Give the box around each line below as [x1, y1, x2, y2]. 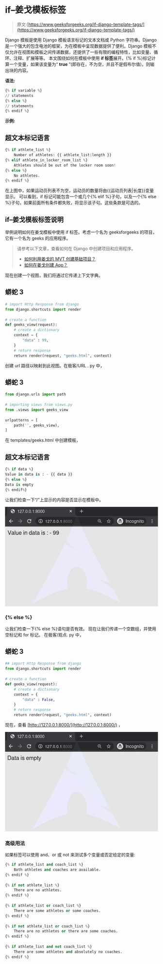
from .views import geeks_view [5, 407, 68, 412]
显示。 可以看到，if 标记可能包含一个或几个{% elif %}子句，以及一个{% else [5, 194, 157, 200]
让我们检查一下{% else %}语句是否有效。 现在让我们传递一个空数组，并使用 [5, 626, 157, 632]
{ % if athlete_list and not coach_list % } [5, 945, 92, 949]
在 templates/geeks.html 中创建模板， [5, 437, 81, 443]
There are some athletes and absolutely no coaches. [14, 949, 123, 954]
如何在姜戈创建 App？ [24, 262, 68, 268]
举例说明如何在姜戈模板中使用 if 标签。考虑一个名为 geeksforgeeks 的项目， [5, 229, 157, 235]
